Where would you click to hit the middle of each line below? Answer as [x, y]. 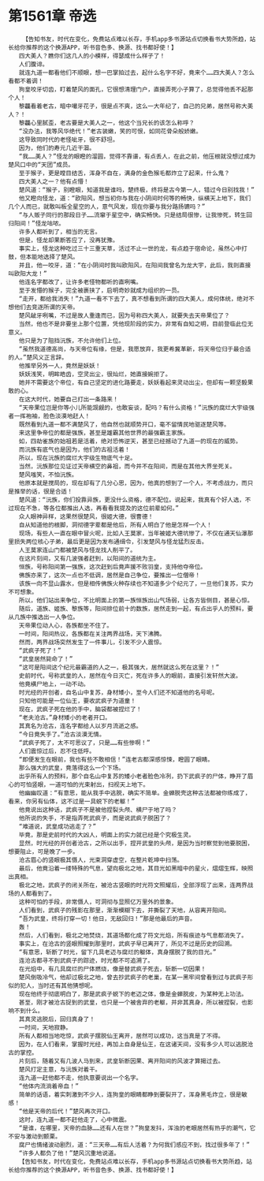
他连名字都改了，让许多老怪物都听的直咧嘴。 [80, 282]
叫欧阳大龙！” [28, 274]
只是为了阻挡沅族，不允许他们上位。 [74, 341]
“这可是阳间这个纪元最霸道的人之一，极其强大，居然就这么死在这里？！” [119, 667]
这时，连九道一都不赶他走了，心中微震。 [74, 1120]
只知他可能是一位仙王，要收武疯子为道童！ [77, 701]
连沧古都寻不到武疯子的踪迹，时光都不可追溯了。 [86, 960]
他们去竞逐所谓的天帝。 [46, 307]
